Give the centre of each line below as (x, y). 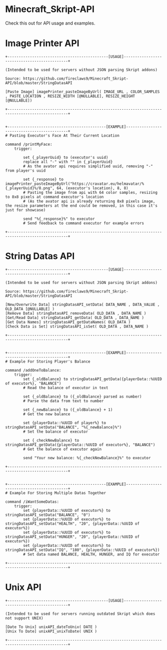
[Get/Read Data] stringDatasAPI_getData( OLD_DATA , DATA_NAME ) (74, 317)
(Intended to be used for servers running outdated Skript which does (80, 614)
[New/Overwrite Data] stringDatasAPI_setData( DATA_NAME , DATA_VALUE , (82, 304)
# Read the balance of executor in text (66, 388)
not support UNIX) (24, 618)
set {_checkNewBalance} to (51, 440)
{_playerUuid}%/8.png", (30, 188)
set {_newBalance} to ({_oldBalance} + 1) (68, 410)
